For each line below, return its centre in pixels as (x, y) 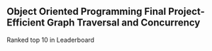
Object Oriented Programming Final (87, 12)
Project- (186, 12)
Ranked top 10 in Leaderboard (51, 40)
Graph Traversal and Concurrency (123, 23)
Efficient (26, 23)
